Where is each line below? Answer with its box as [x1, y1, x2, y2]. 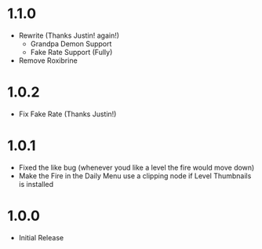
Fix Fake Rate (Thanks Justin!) [18, 109, 117, 119]
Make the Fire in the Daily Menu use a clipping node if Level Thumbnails [18, 170, 252, 181]
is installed [18, 179, 54, 189]
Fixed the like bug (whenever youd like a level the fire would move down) [18, 163, 255, 172]
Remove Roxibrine [18, 56, 78, 65]
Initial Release [18, 233, 64, 242]
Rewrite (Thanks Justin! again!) [18, 31, 119, 40]
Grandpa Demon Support [30, 38, 112, 48]
